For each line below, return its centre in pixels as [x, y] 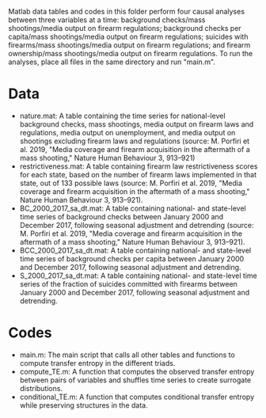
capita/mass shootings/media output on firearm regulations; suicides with [128, 36]
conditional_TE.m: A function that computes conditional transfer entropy [137, 397]
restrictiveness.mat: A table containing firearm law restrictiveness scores [139, 166]
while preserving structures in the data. [84, 405]
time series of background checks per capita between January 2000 [132, 258]
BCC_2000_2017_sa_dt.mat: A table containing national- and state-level [135, 250]
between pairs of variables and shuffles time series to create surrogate [135, 380]
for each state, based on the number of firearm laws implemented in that [138, 174]
